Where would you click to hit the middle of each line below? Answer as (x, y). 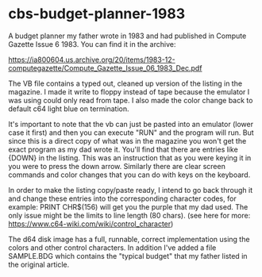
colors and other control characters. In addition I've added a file (112, 248)
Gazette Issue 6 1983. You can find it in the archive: (92, 44)
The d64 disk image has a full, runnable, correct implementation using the (129, 239)
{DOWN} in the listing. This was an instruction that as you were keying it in (130, 158)
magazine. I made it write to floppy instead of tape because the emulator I (129, 91)
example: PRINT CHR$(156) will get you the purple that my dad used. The (128, 206)
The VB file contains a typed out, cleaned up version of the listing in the (125, 83)
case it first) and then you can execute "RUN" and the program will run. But (131, 133)
